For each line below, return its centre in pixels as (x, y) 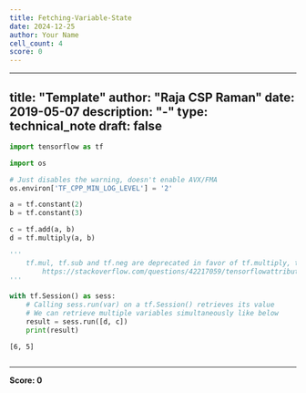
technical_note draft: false (86, 125)
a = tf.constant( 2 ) (46, 205)
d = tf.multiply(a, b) (52, 238)
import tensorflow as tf (56, 147)
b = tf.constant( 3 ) (46, 213)
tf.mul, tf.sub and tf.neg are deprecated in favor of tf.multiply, (158, 263)
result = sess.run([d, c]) (77, 322)
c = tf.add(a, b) (42, 230)
